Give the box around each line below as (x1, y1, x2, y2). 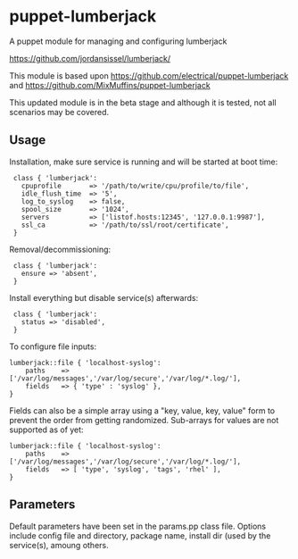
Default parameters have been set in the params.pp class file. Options (9, 521, 267, 531)
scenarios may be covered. (9, 106, 110, 117)
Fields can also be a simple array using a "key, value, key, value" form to (9, 405, 275, 416)
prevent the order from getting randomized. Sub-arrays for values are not (9, 414, 279, 425)
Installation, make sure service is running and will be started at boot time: (9, 156, 278, 167)
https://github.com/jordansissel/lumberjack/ (9, 53, 171, 63)
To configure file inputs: (9, 341, 96, 352)
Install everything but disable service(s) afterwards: (9, 292, 199, 303)
